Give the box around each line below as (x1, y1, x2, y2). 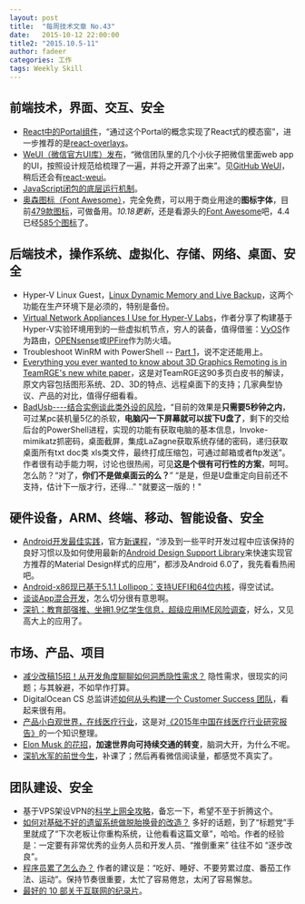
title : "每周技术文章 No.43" (9, 22, 115, 31)
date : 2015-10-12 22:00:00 (9, 30, 120, 39)
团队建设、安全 (9, 779, 93, 795)
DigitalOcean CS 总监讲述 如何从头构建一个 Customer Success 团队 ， (22, 694, 281, 705)
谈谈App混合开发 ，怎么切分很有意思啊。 (22, 593, 174, 604)
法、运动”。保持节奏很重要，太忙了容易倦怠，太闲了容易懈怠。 (22, 873, 257, 884)
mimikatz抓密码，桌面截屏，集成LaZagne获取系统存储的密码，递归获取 (22, 435, 289, 446)
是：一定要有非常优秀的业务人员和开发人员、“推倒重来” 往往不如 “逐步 (22, 839, 285, 850)
